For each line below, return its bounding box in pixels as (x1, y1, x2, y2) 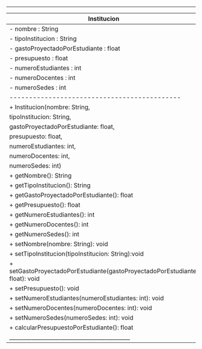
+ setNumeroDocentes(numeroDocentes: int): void (9, 304, 152, 312)
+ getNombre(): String (9, 171, 72, 179)
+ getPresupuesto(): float (9, 201, 81, 209)
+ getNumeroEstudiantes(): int (9, 211, 95, 218)
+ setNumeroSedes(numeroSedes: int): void (9, 313, 134, 322)
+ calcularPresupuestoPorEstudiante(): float (9, 323, 133, 332)
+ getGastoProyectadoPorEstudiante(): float (9, 191, 133, 199)
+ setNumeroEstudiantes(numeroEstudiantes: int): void (9, 294, 164, 302)
